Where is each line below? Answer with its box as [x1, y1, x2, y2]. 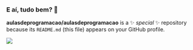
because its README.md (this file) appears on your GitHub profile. [6, 26, 165, 33]
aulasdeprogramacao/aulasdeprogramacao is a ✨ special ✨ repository [6, 19, 187, 27]
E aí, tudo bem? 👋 [6, 5, 58, 14]
